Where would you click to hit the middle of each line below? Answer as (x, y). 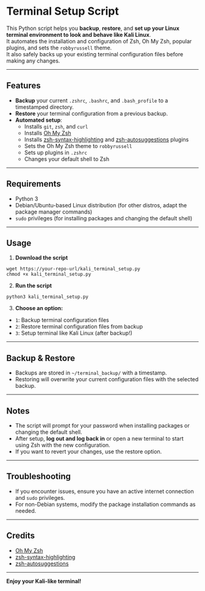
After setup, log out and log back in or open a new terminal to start (99, 438)
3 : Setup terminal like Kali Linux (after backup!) (74, 333)
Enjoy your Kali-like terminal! (44, 581)
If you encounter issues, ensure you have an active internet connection (104, 491)
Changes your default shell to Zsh (67, 159)
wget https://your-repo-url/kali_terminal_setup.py (73, 269)
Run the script (33, 286)
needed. (26, 511)
